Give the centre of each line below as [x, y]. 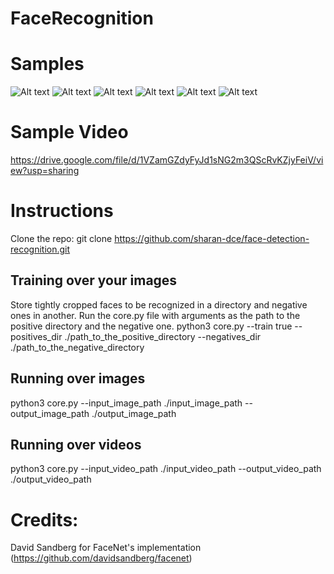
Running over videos [76, 445]
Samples [47, 64]
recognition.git [40, 249]
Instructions [62, 211]
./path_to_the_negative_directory [77, 347]
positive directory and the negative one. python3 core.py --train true [151, 326]
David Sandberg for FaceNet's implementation [106, 548]
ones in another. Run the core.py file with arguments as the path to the [155, 315]
